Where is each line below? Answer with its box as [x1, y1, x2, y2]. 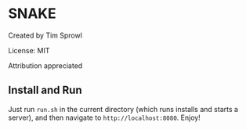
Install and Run [8, 84, 82, 97]
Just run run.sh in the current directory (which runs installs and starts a [8, 104, 239, 114]
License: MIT [8, 45, 50, 55]
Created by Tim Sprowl [8, 31, 82, 40]
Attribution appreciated [8, 60, 83, 70]
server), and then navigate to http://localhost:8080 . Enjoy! [8, 113, 201, 122]
